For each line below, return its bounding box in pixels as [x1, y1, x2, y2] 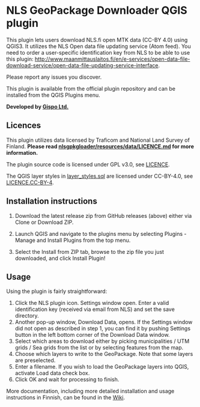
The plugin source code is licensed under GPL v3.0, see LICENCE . [6, 160, 170, 168]
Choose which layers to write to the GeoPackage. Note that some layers [14, 351, 193, 358]
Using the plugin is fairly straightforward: [6, 288, 108, 295]
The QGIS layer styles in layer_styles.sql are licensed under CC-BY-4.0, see [6, 172, 193, 179]
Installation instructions [6, 196, 97, 207]
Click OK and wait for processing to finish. [14, 376, 120, 383]
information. [6, 149, 38, 156]
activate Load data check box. [14, 370, 90, 377]
